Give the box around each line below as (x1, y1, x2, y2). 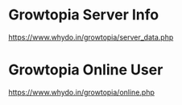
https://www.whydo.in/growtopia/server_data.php (8, 32, 174, 42)
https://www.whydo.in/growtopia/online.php (8, 87, 155, 97)
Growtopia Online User (8, 61, 163, 79)
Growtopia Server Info (8, 6, 159, 24)
